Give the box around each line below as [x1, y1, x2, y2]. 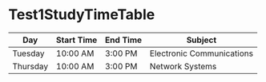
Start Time [55, 34, 98, 45]
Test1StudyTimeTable [8, 6, 155, 24]
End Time [105, 34, 143, 45]
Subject [186, 34, 217, 45]
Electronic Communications [149, 48, 254, 59]
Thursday [12, 61, 49, 72]
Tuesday [12, 48, 45, 59]
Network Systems [149, 61, 217, 72]
